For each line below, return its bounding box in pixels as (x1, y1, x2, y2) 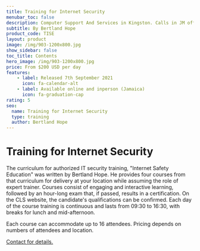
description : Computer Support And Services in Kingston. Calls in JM (6, 20, 185, 26)
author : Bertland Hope (11, 120, 68, 125)
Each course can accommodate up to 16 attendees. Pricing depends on (6, 221, 182, 228)
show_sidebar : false (6, 48, 58, 54)
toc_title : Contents (6, 53, 58, 59)
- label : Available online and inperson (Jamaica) (17, 86, 145, 92)
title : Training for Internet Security (6, 8, 105, 15)
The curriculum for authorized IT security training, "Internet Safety (6, 165, 169, 172)
